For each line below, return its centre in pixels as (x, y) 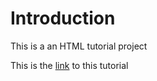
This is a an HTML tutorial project (79, 46)
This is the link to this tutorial (69, 65)
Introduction (63, 18)
